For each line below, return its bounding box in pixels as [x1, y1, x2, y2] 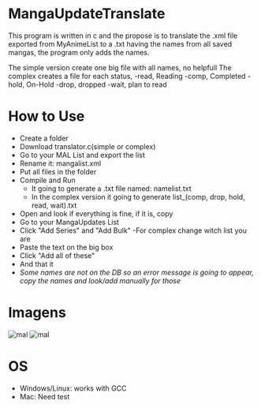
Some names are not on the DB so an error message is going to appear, [19, 268, 255, 277]
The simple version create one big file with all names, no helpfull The [8, 62, 232, 72]
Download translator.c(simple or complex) [19, 141, 156, 151]
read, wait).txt [31, 200, 77, 210]
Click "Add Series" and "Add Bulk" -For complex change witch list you [19, 226, 247, 235]
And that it [19, 259, 54, 268]
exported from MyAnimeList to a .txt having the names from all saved [8, 39, 233, 48]
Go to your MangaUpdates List [19, 217, 120, 226]
